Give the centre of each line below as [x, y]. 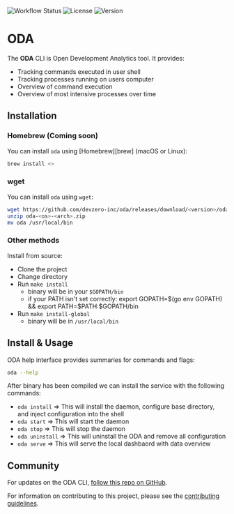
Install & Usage [40, 343]
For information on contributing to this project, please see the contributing [114, 496]
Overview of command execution [65, 86]
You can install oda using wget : [50, 197]
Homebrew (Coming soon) [53, 136]
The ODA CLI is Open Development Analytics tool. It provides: [96, 58]
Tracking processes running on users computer [86, 79]
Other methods [33, 241]
